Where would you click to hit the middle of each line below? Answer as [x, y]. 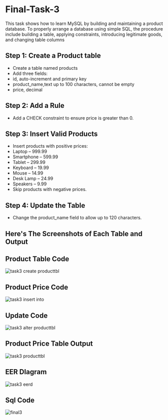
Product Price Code [37, 287]
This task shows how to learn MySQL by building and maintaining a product [84, 23]
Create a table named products [45, 68]
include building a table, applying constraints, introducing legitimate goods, [84, 34]
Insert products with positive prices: [50, 146]
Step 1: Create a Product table [53, 56]
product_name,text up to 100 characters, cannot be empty [73, 84]
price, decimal [27, 90]
